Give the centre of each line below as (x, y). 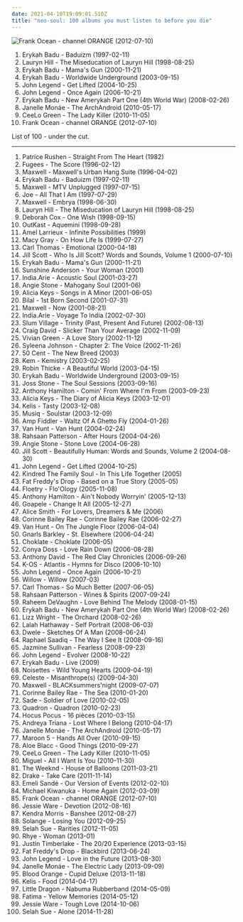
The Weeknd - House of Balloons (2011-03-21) (90, 768)
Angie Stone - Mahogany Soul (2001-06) (81, 285)
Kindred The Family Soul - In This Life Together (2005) (102, 474)
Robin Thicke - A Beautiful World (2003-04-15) (91, 368)
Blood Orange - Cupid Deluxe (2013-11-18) (84, 874)
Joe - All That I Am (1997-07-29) (70, 194)
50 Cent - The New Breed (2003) (70, 353)
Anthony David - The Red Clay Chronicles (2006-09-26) (104, 557)
